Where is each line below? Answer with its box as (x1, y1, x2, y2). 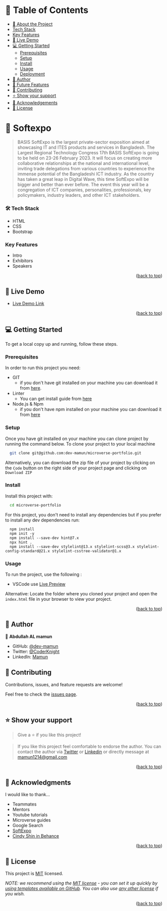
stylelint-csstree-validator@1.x (52, 548, 122, 553)
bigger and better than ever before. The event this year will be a (17, 181, 149, 187)
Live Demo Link (12, 301, 44, 307)
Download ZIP (5, 470, 32, 475)
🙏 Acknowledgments (5, 778, 71, 787)
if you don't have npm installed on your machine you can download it (19, 407, 162, 413)
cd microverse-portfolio (9, 502, 61, 507)
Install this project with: (5, 493, 53, 499)
